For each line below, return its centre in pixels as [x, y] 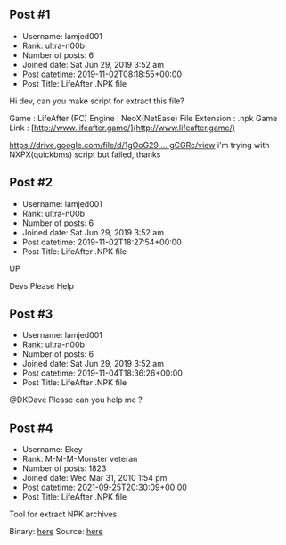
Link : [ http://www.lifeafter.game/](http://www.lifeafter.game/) [123, 128]
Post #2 [31, 182]
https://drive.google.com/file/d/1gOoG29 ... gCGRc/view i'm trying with [139, 145]
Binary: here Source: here [57, 532]
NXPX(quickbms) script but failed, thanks [85, 154]
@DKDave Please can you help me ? [76, 400]
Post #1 [30, 15]
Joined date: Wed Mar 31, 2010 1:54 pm [94, 478]
